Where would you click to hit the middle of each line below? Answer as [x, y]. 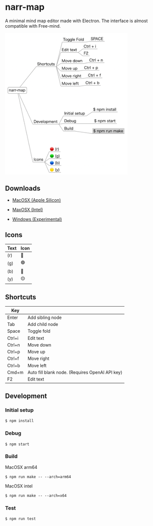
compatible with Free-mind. [33, 26]
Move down [39, 345]
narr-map [25, 7]
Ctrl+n [14, 345]
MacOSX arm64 [21, 467]
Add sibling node [45, 317]
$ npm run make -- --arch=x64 [36, 495]
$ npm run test [21, 519]
